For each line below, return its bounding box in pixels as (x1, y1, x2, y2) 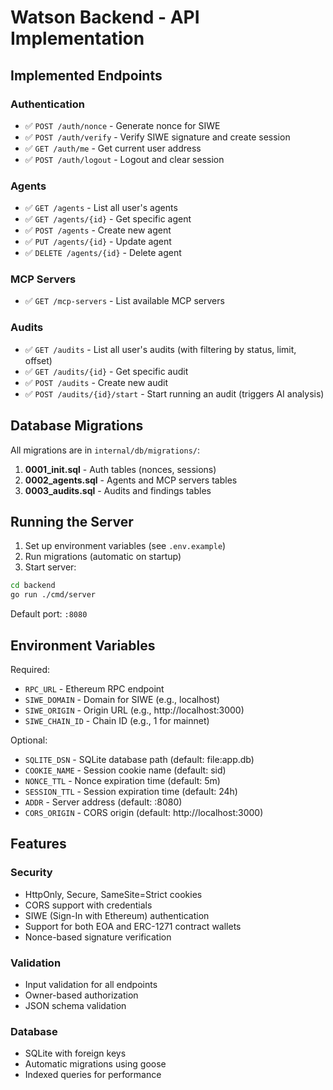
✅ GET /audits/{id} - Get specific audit (24, 365, 189, 377)
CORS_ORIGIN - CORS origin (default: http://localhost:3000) (24, 806, 264, 818)
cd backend (10, 581, 56, 591)
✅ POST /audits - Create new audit (24, 376, 169, 388)
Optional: (10, 734, 48, 746)
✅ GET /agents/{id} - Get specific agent (24, 213, 192, 225)
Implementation (10, 27, 145, 50)
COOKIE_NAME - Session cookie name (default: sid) (24, 764, 227, 776)
